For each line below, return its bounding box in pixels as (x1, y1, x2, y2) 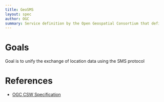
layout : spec (5, 12, 32, 17)
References (5, 76, 53, 86)
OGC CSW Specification (12, 92, 61, 98)
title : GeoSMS (5, 7, 34, 12)
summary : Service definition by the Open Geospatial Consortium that (5, 21, 150, 26)
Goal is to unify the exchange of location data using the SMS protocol (5, 58, 145, 64)
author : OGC (5, 16, 29, 21)
